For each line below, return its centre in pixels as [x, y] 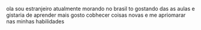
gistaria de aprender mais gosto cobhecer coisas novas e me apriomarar [96, 15]
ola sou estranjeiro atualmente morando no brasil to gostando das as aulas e [100, 9]
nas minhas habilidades [35, 21]
